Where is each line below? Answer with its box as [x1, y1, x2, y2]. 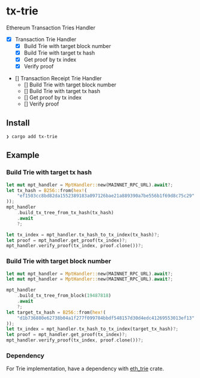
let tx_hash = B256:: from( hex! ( [6, 187, 87, 193]
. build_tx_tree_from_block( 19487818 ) [17, 293, 112, 299]
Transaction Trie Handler [14, 35, 77, 43]
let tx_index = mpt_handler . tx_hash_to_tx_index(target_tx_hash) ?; [6, 326, 179, 332]
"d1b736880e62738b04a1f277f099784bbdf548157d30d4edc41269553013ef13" [17, 315, 195, 321]
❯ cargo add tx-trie [6, 134, 58, 140]
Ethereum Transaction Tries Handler [6, 24, 96, 31]
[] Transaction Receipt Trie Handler [14, 75, 102, 82]
